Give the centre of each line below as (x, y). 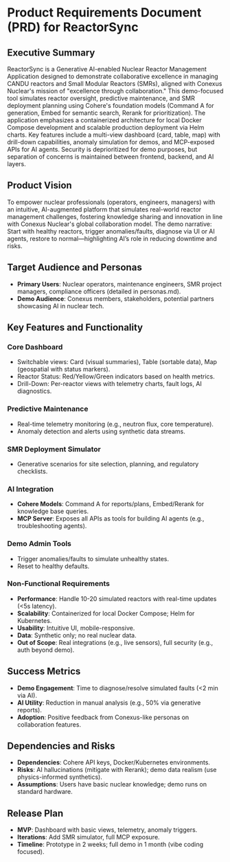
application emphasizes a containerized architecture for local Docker (105, 120)
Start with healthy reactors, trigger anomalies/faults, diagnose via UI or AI (111, 231)
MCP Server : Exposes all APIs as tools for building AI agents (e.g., (111, 519)
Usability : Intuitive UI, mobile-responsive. (76, 628)
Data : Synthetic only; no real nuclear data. (77, 635)
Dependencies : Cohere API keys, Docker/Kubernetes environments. (114, 762)
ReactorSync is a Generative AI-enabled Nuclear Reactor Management (107, 69)
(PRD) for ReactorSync (73, 27)
